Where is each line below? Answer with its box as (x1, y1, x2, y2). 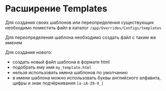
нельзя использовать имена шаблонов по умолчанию (12, 69, 128, 75)
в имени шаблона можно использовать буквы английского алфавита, (12, 75, 161, 81)
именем (5, 39, 22, 45)
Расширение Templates (5, 3, 108, 14)
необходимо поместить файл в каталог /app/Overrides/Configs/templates (5, 24, 162, 30)
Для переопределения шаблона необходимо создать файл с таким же (5, 34, 156, 40)
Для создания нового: (5, 49, 52, 55)
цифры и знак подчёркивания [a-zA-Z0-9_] (12, 80, 104, 86)
